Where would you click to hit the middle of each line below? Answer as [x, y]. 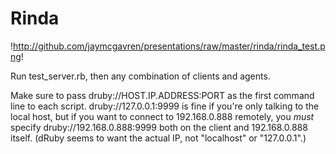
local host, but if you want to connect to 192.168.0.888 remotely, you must [162, 116]
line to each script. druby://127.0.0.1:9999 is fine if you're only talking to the [165, 106]
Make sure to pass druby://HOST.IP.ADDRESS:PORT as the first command [162, 95]
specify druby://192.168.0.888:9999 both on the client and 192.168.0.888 [159, 127]
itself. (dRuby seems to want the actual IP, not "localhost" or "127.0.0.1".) [158, 138]
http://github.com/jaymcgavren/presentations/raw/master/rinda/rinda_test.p [169, 46]
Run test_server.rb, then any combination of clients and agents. [140, 76]
